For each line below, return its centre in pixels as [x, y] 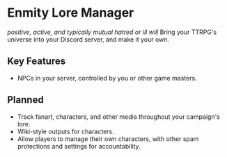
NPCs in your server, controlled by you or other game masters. [107, 78]
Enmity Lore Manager [71, 13]
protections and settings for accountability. [79, 146]
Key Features [37, 61]
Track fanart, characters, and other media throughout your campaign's [119, 117]
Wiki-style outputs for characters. [65, 131]
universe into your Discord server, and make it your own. [88, 39]
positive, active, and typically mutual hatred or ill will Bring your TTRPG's [112, 32]
